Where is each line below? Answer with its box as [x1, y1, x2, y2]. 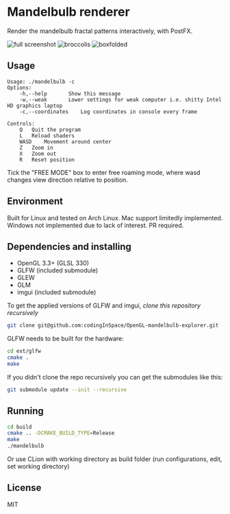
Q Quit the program [19, 126, 81, 133]
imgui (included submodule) [16, 288, 97, 296]
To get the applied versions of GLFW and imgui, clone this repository [7, 301, 201, 309]
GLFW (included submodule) [16, 266, 99, 274]
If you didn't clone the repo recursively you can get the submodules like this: [7, 373, 223, 381]
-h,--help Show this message [19, 90, 121, 97]
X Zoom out [19, 150, 57, 157]
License [7, 482, 42, 494]
